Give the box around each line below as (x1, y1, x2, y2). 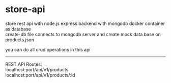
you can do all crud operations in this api (5, 46, 91, 52)
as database (5, 25, 32, 32)
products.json (5, 37, 35, 43)
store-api (5, 4, 45, 15)
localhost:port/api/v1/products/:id (5, 72, 75, 78)
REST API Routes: (5, 61, 42, 67)
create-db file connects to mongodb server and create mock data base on (5, 31, 161, 37)
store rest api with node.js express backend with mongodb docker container (5, 20, 165, 26)
